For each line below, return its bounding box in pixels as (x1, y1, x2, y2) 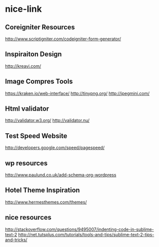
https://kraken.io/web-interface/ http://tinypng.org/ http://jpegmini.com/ (5, 90, 150, 96)
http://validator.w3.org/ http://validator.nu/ (5, 118, 90, 123)
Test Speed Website (5, 131, 67, 140)
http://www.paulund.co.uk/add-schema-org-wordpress (5, 172, 117, 178)
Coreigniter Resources (5, 23, 75, 31)
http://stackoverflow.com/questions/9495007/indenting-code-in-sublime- (5, 226, 154, 232)
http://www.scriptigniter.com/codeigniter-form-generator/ (5, 36, 121, 42)
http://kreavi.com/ (5, 63, 41, 69)
